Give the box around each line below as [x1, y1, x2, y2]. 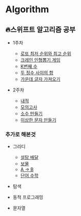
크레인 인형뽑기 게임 [20, 57, 60, 63]
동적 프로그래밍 [12, 194, 44, 200]
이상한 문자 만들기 [20, 117, 56, 123]
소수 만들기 [20, 111, 43, 116]
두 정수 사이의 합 [20, 70, 54, 76]
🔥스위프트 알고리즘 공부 [5, 25, 76, 34]
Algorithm [5, 4, 49, 15]
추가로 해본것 [5, 131, 36, 138]
